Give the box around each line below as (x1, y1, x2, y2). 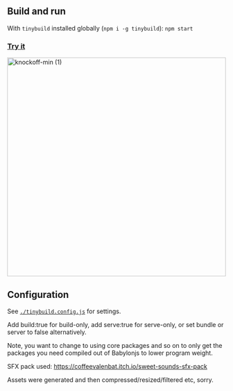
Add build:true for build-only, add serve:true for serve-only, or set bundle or (7, 320, 224, 328)
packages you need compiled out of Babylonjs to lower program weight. (7, 349, 213, 357)
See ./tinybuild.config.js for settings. (7, 307, 121, 315)
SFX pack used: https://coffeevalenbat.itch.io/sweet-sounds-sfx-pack (7, 362, 208, 370)
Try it (7, 41, 26, 51)
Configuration (7, 288, 69, 301)
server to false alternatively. (7, 328, 87, 336)
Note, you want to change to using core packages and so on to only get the (7, 341, 223, 349)
